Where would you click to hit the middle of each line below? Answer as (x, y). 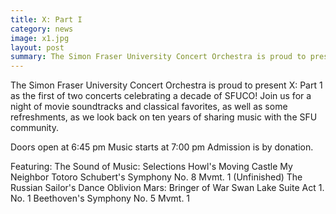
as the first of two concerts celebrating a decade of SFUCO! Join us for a (161, 96)
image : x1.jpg (40, 38)
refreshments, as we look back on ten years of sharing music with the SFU (164, 117)
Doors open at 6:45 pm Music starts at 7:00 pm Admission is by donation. (162, 147)
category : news (42, 29)
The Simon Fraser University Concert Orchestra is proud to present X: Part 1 (166, 85)
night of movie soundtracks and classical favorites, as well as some (149, 107)
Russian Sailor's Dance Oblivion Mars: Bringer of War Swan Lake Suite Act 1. (167, 188)
